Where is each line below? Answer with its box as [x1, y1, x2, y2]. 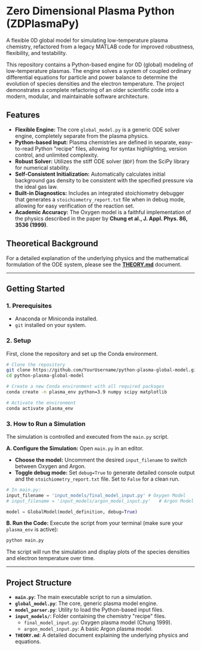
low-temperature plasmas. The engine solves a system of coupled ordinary [6, 67, 191, 74]
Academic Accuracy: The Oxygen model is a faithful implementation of [14, 208, 191, 216]
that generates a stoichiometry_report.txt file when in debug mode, [14, 195, 185, 203]
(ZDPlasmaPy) [6, 17, 80, 30]
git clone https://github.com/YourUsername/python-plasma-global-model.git [6, 367, 199, 373]
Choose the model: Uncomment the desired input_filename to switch [14, 456, 187, 463]
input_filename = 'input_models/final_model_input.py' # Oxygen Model [6, 492, 186, 499]
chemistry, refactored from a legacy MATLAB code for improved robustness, [6, 43, 194, 50]
